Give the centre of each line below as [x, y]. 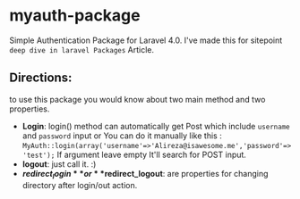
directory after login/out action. [80, 185]
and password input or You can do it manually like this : [122, 136]
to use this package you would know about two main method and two [137, 99]
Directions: [41, 78]
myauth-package [75, 16]
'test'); [39, 155]
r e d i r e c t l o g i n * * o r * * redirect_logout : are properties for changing [145, 174]
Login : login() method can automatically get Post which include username [156, 126]
